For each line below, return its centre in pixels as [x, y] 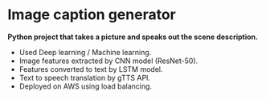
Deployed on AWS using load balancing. [86, 86]
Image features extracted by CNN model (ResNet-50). [108, 61]
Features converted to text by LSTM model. [91, 69]
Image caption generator [92, 15]
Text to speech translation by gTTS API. [84, 77]
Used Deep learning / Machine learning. [85, 52]
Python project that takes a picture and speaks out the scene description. [133, 37]
